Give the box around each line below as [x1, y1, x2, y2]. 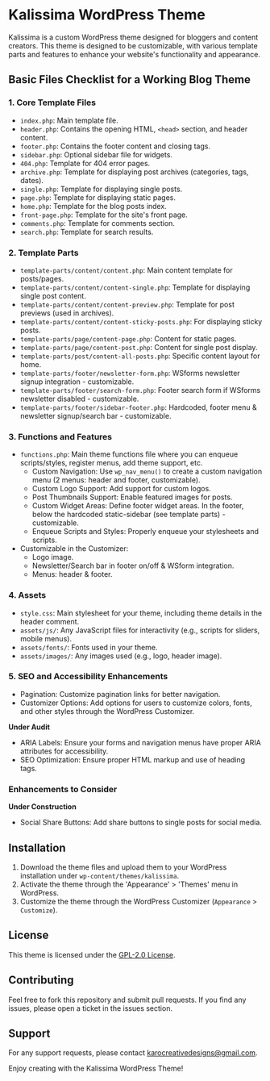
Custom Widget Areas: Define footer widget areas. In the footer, [31, 501, 244, 511]
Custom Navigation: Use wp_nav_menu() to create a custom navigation [31, 466, 263, 477]
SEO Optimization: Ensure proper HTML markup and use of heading [19, 754, 246, 764]
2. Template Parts [8, 247, 79, 258]
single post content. [19, 290, 86, 300]
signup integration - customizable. [19, 377, 135, 386]
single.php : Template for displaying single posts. [19, 184, 183, 194]
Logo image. [31, 553, 74, 562]
